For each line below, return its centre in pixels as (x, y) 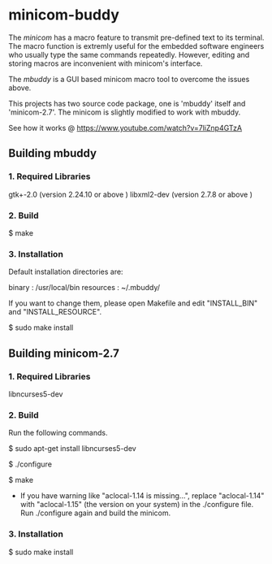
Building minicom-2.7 (64, 353)
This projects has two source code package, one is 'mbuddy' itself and (127, 103)
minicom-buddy (64, 15)
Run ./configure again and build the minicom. (95, 513)
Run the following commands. (58, 433)
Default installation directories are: (66, 272)
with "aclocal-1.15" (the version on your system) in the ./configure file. (137, 505)
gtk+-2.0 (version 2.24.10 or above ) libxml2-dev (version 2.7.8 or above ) (131, 194)
